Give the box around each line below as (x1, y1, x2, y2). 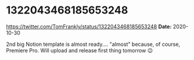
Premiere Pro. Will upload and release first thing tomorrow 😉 (6, 46, 154, 54)
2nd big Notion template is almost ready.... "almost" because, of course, (6, 41, 181, 48)
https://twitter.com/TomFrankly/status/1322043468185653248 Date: (6, 23, 172, 30)
